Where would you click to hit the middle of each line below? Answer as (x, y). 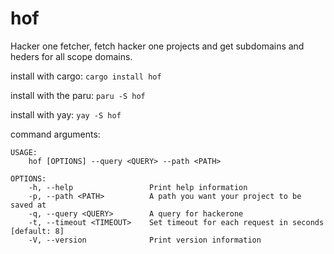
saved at (28, 205)
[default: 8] (37, 231)
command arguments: (55, 134)
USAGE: (24, 152)
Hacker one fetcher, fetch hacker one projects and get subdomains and (157, 46)
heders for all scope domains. (71, 56)
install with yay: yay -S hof (66, 114)
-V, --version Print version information (145, 240)
